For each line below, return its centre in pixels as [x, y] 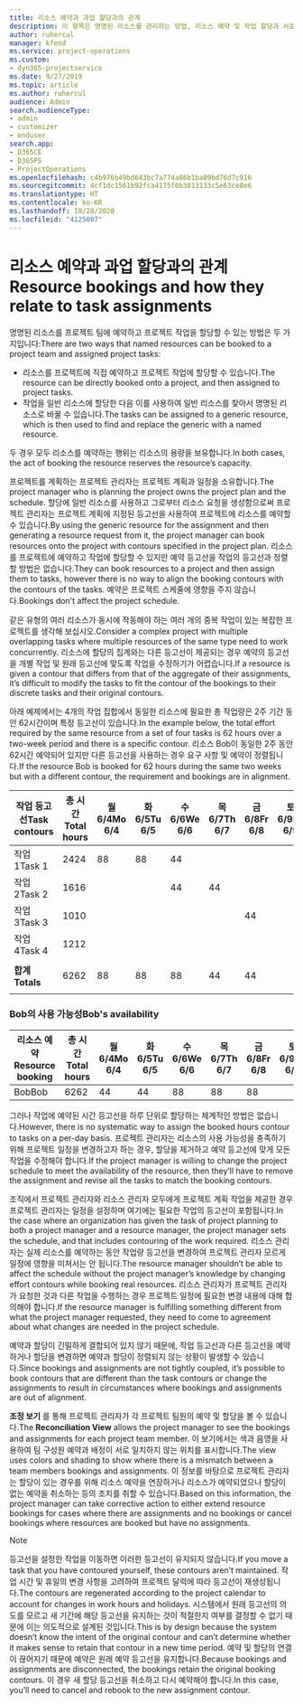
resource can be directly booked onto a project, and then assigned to [151, 382]
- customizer [34, 127]
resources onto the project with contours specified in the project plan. [139, 546]
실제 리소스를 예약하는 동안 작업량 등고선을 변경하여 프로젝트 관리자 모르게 [156, 1252]
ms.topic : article [44, 85]
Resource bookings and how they [137, 287]
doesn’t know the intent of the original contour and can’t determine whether [150, 1636]
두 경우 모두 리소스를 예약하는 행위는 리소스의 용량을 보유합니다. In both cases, [147, 452]
